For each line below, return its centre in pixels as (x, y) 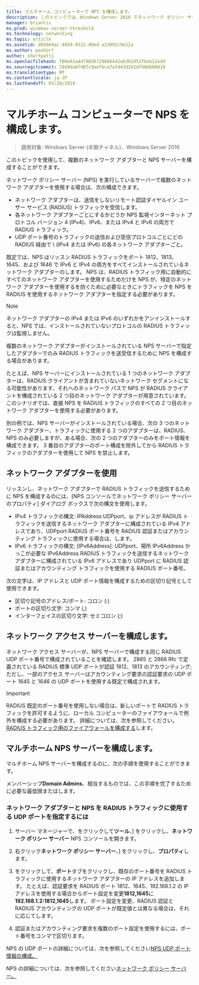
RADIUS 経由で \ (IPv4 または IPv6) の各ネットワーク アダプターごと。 (100, 244)
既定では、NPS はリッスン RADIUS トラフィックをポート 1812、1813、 (92, 257)
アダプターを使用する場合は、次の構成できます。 (82, 187)
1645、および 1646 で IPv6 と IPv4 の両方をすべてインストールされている (95, 264)
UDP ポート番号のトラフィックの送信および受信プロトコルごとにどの (99, 237)
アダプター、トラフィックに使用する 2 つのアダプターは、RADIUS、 (105, 430)
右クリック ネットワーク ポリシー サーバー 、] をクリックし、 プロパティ (99, 851)
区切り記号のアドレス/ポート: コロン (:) (62, 601)
